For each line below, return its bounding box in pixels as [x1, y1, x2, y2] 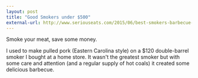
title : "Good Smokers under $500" [6, 14, 91, 20]
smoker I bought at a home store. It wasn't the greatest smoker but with [6, 54, 180, 61]
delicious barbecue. [6, 66, 55, 73]
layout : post [6, 8, 38, 15]
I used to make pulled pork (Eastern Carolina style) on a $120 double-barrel [6, 47, 189, 54]
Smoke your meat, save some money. [6, 36, 97, 43]
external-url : [6, 19, 41, 25]
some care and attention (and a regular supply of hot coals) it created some [6, 60, 190, 67]
